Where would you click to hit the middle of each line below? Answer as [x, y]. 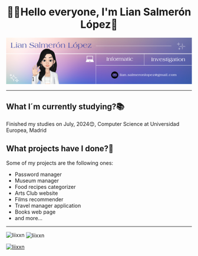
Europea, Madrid [27, 130]
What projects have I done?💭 [60, 149]
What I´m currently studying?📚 [65, 107]
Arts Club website [36, 193]
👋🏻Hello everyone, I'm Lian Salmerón [99, 12]
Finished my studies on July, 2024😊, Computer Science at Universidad [93, 124]
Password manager [38, 174]
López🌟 [99, 24]
